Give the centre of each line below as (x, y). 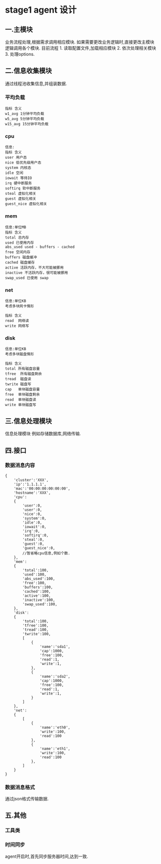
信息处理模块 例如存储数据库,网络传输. (43, 434)
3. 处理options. (20, 54)
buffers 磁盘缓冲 (21, 257)
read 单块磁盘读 (21, 400)
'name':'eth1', (55, 748)
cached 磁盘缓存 (20, 262)
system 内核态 (18, 168)
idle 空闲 (14, 173)
